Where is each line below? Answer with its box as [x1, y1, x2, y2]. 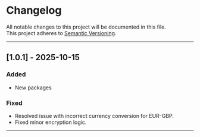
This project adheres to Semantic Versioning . [6, 29, 117, 36]
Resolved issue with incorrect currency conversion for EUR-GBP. [14, 112, 174, 119]
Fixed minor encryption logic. [14, 119, 87, 126]
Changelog [6, 4, 62, 17]
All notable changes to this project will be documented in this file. [6, 23, 167, 30]
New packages [14, 84, 52, 91]
